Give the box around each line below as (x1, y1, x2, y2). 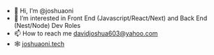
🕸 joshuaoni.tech (13, 40, 65, 48)
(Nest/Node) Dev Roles (13, 22, 81, 29)
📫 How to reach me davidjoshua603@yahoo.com (13, 29, 159, 38)
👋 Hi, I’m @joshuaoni (13, 7, 74, 15)
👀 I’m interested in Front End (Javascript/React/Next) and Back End (13, 14, 208, 22)
